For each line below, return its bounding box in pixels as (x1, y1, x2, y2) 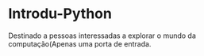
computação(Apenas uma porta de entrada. (8, 39, 152, 48)
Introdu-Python (8, 5, 113, 23)
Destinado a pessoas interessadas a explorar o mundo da (8, 31, 197, 40)
